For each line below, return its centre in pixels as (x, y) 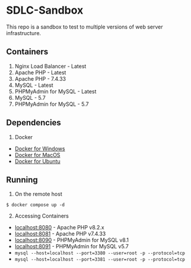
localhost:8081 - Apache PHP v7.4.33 (60, 234)
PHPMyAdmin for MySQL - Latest (55, 91)
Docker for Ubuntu (37, 161)
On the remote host (38, 194)
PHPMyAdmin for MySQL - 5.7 (52, 104)
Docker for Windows (40, 149)
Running (22, 180)
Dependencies (34, 123)
